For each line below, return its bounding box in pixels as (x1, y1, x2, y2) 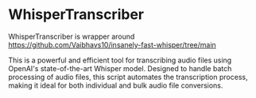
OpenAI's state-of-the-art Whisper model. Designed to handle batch (8, 63, 232, 73)
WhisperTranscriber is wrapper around (8, 32, 135, 41)
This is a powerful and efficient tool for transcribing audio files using (8, 55, 232, 65)
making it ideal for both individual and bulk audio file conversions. (8, 81, 223, 90)
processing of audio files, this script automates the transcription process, (8, 72, 248, 81)
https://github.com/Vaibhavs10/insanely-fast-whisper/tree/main (8, 40, 216, 49)
